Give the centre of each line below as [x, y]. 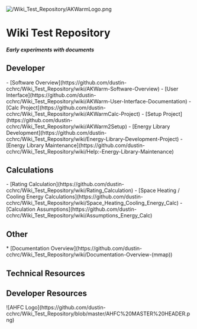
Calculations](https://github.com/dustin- [94, 197]
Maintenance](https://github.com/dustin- [95, 145]
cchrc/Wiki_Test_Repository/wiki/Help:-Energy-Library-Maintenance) [90, 151]
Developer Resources [47, 293]
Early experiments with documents [50, 50]
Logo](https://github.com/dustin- [65, 308]
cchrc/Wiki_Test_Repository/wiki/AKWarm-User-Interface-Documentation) [97, 101]
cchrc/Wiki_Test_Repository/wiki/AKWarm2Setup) [67, 126]
